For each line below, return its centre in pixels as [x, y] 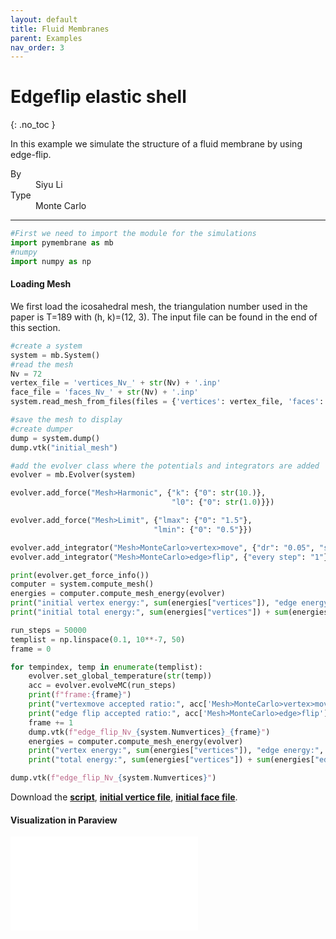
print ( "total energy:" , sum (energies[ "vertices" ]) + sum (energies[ [171, 760]
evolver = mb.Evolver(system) [73, 475]
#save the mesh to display [66, 420]
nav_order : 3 [37, 47]
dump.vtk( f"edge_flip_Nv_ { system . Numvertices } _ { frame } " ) [149, 732]
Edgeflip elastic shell [98, 97]
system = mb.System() [55, 355]
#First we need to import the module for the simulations [133, 234]
